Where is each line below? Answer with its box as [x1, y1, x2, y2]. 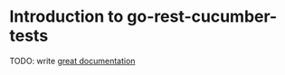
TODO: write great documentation [9, 55, 136, 66]
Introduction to [9, 6, 124, 27]
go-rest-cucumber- [126, 6, 278, 27]
